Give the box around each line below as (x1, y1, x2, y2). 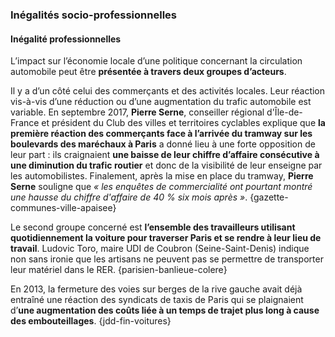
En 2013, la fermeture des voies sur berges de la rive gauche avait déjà (10, 283, 303, 295)
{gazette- (249, 191, 289, 203)
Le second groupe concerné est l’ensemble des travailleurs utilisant (10, 221, 296, 233)
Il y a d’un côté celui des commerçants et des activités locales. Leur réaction (10, 85, 326, 97)
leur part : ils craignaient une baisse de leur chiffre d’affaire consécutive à (10, 149, 320, 161)
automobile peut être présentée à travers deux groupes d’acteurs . (10, 66, 287, 78)
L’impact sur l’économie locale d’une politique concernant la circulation (10, 55, 303, 67)
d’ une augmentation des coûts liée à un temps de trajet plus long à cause (10, 304, 320, 317)
